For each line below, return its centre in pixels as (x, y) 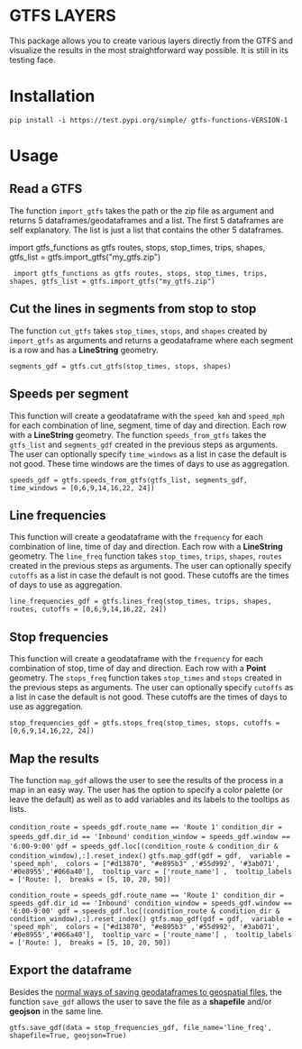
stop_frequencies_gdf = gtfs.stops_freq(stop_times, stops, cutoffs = (145, 723)
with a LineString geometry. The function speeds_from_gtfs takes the (138, 434)
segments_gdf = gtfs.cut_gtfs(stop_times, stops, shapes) (120, 366)
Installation (52, 96)
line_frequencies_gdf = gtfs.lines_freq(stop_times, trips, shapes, (141, 602)
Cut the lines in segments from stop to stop (133, 309)
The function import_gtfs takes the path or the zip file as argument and (142, 210)
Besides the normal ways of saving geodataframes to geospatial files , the (146, 991)
